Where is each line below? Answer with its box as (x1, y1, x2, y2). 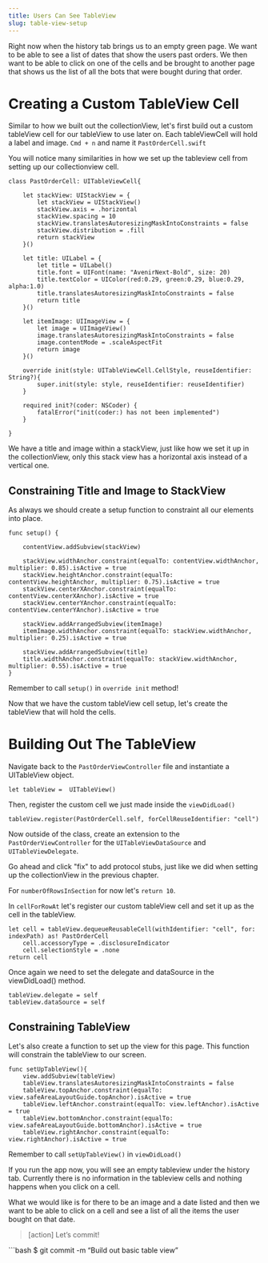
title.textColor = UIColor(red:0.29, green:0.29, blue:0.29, (37, 275, 246, 284)
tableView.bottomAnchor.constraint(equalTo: (22, 1114, 174, 1122)
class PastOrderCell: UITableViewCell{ (8, 178, 142, 186)
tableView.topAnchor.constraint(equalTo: (22, 1086, 162, 1094)
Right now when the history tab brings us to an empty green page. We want (8, 41, 258, 50)
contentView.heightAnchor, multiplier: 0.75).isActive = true (8, 578, 220, 587)
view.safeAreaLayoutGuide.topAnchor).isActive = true (8, 1093, 192, 1101)
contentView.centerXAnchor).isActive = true (8, 592, 159, 600)
